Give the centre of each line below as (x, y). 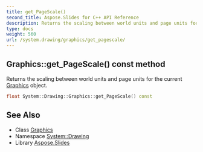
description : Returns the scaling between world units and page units (97, 23)
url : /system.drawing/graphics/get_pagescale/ (66, 40)
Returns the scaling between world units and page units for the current (94, 78)
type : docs (20, 29)
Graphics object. (27, 85)
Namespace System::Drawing (52, 136)
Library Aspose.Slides (42, 142)
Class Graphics (34, 130)
